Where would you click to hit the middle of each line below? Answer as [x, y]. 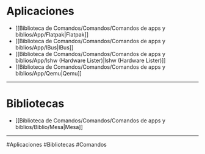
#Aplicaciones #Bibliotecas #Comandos [56, 144]
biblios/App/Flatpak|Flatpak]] [52, 34]
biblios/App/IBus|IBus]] [44, 47]
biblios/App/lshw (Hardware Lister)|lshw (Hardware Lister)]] [90, 60]
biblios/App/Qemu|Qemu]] [49, 73]
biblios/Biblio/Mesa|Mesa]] [49, 127]
